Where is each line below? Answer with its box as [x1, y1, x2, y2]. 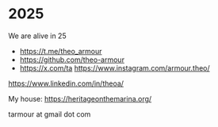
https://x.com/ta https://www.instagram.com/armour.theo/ [19, 63, 210, 72]
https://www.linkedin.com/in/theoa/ [8, 79, 124, 88]
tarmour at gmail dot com [8, 109, 91, 119]
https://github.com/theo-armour [19, 55, 125, 64]
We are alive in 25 [8, 31, 67, 40]
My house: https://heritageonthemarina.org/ [8, 94, 152, 103]
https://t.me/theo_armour [19, 46, 102, 56]
